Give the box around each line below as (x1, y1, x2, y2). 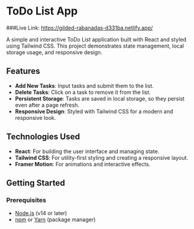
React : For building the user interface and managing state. (14, 148, 160, 155)
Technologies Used (6, 131, 80, 142)
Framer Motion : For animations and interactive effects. (14, 160, 151, 168)
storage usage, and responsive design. (6, 48, 103, 55)
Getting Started (6, 178, 65, 188)
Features (6, 66, 40, 77)
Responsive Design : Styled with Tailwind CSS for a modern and (14, 107, 174, 115)
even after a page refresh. (14, 101, 80, 108)
